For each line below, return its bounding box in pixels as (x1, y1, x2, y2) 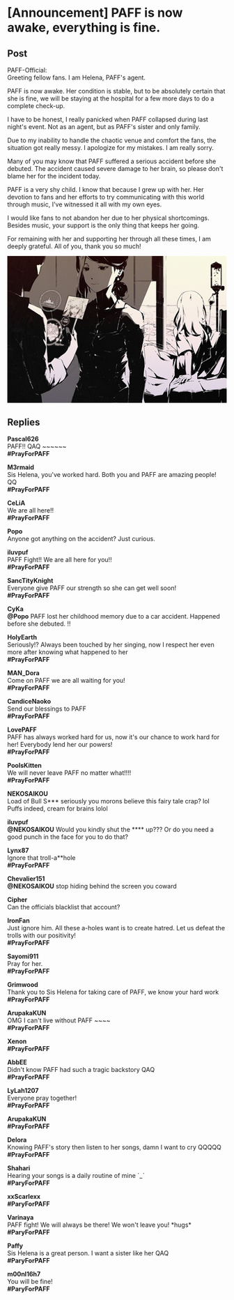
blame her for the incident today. (7, 172, 101, 180)
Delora (7, 1135, 27, 1144)
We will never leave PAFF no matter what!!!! (7, 769, 132, 777)
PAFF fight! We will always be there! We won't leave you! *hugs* (7, 1220, 192, 1229)
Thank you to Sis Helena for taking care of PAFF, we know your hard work (7, 988, 219, 997)
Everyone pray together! (7, 1094, 77, 1103)
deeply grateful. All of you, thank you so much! (7, 242, 141, 250)
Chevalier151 (7, 875, 45, 883)
